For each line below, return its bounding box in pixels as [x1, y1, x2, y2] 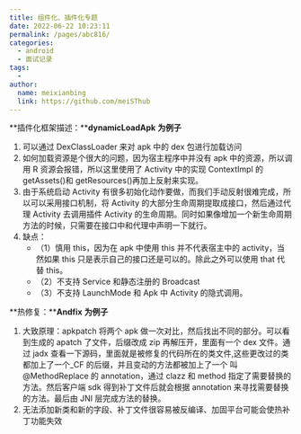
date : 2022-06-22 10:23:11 [9, 22, 111, 31]
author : [9, 80, 39, 89]
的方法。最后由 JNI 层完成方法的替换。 [22, 393, 166, 404]
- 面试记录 [17, 55, 53, 64]
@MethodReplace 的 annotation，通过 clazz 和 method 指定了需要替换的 [22, 370, 292, 382]
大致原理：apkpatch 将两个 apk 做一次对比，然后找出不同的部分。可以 [22, 325, 283, 337]
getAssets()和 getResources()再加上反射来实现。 [22, 175, 204, 186]
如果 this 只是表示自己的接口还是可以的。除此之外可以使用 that [43, 253, 276, 265]
